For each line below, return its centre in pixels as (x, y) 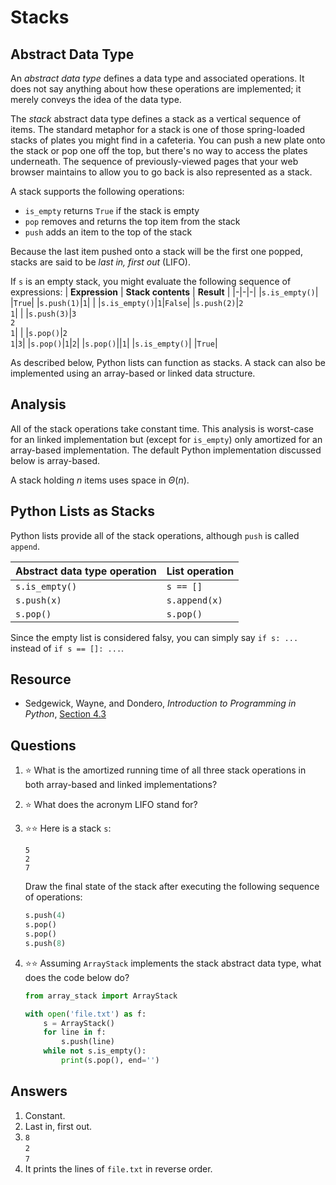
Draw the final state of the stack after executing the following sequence (172, 887)
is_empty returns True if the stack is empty (112, 210)
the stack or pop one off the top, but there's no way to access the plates (159, 150)
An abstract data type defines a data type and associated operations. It (157, 78)
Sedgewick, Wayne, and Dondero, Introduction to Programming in (160, 703)
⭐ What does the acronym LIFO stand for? (111, 805)
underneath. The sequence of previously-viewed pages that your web (154, 161)
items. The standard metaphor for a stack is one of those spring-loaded (158, 129)
